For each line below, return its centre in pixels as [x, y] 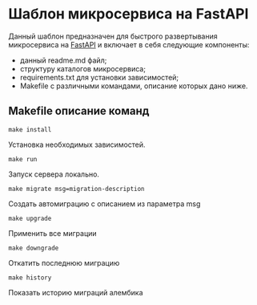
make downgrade [34, 248]
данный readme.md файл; [63, 60]
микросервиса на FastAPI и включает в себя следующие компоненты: [129, 44]
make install [30, 129]
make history [30, 278]
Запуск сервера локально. [54, 174]
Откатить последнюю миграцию [64, 262]
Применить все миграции [53, 233]
